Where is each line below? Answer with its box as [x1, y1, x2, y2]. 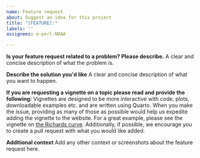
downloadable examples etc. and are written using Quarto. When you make [6, 102, 193, 109]
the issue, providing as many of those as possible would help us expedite [6, 108, 188, 115]
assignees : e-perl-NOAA [6, 31, 66, 37]
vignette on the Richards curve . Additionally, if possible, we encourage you [6, 121, 192, 128]
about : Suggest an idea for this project [6, 14, 112, 20]
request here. [6, 145, 40, 153]
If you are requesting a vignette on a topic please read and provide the [6, 89, 186, 96]
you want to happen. [6, 77, 57, 85]
